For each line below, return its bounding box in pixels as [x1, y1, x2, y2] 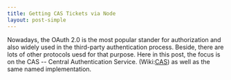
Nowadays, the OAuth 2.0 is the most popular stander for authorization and [7, 35, 221, 43]
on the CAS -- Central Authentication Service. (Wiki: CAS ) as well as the [7, 57, 210, 66]
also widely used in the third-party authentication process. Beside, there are [7, 43, 224, 51]
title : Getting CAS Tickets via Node [7, 10, 116, 17]
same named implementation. [7, 65, 92, 73]
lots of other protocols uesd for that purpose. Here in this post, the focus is [7, 50, 221, 59]
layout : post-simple [7, 17, 67, 23]
